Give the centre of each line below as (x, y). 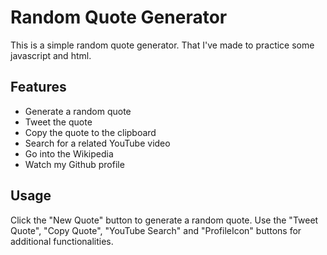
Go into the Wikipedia (69, 153)
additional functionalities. (62, 241)
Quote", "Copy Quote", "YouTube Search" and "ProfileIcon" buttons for (156, 230)
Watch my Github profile (74, 164)
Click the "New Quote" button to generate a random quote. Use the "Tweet (164, 220)
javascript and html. (51, 55)
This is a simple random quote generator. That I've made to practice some (162, 45)
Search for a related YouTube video (97, 143)
